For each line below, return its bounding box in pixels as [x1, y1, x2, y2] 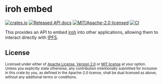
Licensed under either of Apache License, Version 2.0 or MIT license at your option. [5, 61, 146, 67]
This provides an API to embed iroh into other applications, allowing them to [5, 29, 159, 35]
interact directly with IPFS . [5, 34, 58, 40]
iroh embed [5, 3, 53, 15]
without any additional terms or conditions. [5, 75, 77, 80]
